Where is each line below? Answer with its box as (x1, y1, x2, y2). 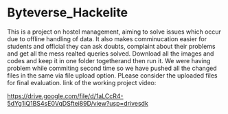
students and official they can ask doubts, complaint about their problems (7, 42, 216, 50)
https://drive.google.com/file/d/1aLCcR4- (7, 91, 124, 100)
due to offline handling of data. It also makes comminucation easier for (7, 34, 207, 43)
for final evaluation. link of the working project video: (7, 78, 157, 87)
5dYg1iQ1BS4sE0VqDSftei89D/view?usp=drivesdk (7, 99, 149, 107)
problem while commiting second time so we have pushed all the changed (7, 64, 218, 72)
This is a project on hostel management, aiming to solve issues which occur (7, 27, 222, 36)
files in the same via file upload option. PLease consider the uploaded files (7, 71, 218, 80)
